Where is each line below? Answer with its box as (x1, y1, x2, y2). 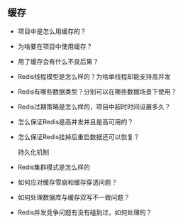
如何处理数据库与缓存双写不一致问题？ (17, 192, 130, 201)
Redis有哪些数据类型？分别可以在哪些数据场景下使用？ (17, 87, 177, 96)
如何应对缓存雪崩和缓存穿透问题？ (17, 178, 118, 186)
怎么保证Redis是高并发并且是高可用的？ (17, 117, 134, 126)
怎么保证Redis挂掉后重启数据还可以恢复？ (17, 132, 140, 141)
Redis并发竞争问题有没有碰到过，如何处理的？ (17, 208, 152, 217)
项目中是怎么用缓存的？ (17, 27, 87, 36)
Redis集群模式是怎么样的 (17, 163, 91, 171)
